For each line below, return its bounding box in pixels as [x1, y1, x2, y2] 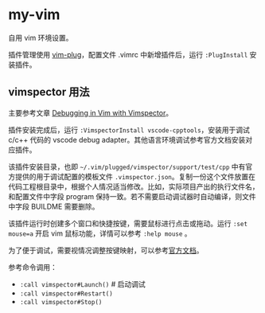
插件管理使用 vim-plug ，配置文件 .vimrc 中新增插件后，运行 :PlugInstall [8, 49, 248, 59]
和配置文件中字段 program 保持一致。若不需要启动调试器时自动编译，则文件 [8, 191, 256, 201]
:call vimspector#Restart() [19, 289, 113, 298]
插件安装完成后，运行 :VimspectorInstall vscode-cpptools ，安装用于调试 [8, 125, 251, 135]
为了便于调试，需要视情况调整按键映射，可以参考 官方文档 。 [8, 245, 204, 255]
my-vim [8, 6, 60, 24]
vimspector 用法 [8, 85, 90, 99]
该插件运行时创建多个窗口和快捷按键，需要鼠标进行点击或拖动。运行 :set [8, 218, 248, 228]
